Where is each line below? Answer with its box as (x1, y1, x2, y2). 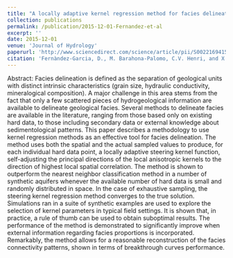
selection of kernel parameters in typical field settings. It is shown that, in (7, 206, 216, 214)
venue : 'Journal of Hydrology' (7, 42, 98, 49)
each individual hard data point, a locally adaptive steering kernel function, (7, 147, 221, 156)
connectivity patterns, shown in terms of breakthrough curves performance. (7, 243, 225, 251)
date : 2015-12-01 (7, 36, 58, 43)
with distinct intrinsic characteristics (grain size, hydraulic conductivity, (7, 81, 210, 90)
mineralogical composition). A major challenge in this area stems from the (7, 89, 218, 97)
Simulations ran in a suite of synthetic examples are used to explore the (7, 199, 212, 208)
